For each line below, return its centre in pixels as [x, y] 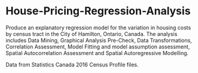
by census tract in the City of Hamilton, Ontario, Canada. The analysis [92, 34]
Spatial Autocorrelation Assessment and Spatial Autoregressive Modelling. [97, 53]
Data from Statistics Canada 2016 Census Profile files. [72, 65]
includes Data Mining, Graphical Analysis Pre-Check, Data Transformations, [99, 40]
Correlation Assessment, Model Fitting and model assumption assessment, [98, 47]
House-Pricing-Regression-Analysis [98, 11]
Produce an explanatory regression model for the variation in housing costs [98, 28]
